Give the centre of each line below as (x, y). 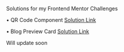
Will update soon (27, 43)
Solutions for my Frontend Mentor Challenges (62, 9)
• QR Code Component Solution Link (51, 20)
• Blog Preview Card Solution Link (48, 31)
